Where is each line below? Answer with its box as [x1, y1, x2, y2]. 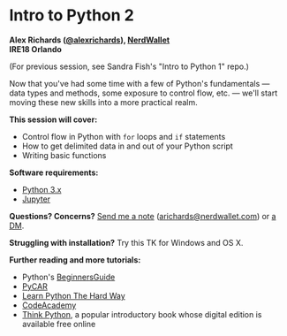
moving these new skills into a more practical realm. [9, 96, 199, 107]
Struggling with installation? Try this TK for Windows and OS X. [9, 237, 244, 248]
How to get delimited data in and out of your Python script [21, 141, 234, 151]
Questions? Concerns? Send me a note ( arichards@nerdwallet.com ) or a [9, 210, 276, 221]
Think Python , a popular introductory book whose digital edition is [21, 309, 262, 319]
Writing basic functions [21, 149, 107, 160]
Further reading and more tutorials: [9, 254, 141, 265]
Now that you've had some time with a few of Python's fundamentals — [9, 78, 270, 88]
